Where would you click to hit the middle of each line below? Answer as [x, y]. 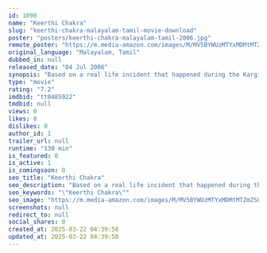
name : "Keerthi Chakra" [48, 23]
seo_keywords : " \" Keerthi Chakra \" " [69, 192]
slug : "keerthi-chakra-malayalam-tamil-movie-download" [103, 30]
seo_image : [26, 200]
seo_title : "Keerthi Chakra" [56, 178]
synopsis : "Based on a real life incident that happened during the [124, 75]
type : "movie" [32, 82]
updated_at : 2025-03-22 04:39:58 [64, 237]
